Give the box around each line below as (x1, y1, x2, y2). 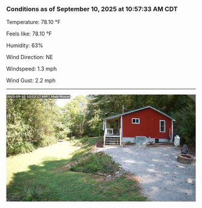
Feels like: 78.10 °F (6, 30, 52, 37)
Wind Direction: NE (6, 54, 54, 61)
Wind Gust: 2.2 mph (6, 77, 56, 84)
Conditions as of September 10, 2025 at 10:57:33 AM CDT (6, 5, 178, 13)
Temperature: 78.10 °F (6, 19, 61, 26)
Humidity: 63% (6, 42, 44, 49)
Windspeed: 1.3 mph (6, 65, 57, 72)
